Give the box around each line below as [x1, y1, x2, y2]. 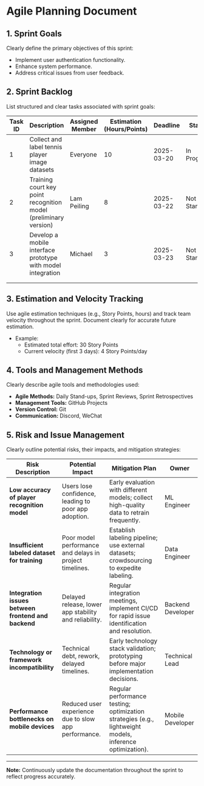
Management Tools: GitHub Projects [15, 399, 108, 407]
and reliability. [61, 615, 102, 624]
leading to [61, 497, 90, 506]
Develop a [29, 231, 59, 239]
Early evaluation [109, 478, 155, 487]
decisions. [109, 675, 138, 683]
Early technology [109, 637, 158, 645]
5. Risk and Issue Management [6, 430, 125, 440]
